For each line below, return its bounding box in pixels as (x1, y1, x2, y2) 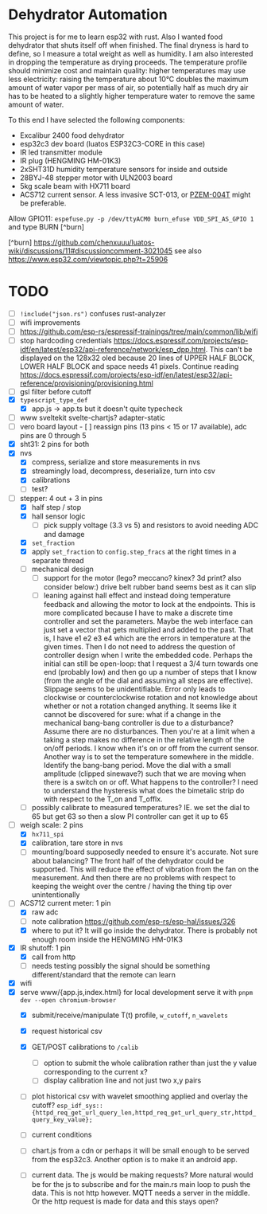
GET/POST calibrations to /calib (31, 1042, 139, 1052)
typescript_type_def (19, 396, 88, 404)
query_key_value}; (31, 1116, 93, 1124)
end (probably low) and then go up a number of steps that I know (43, 668, 257, 677)
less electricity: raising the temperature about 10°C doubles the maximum (8, 74, 249, 84)
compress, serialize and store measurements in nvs (31, 457, 201, 467)
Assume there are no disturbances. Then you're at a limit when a (43, 726, 256, 736)
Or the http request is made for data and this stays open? (31, 1196, 219, 1206)
